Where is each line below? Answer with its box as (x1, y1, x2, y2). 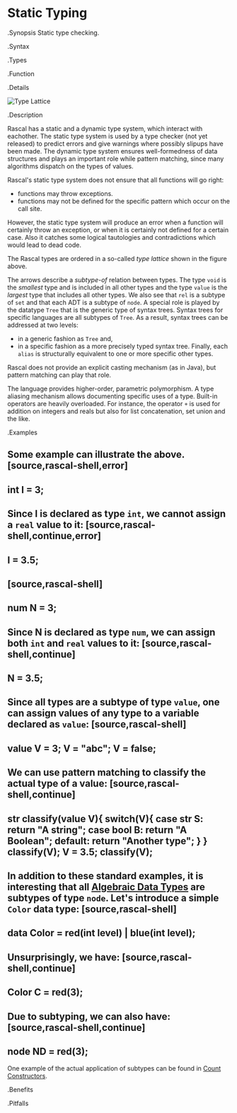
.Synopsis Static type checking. (7, 28, 100, 37)
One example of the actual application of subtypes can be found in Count (7, 1064, 221, 1073)
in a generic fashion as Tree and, (17, 334, 113, 342)
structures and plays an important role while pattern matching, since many (7, 154, 224, 163)
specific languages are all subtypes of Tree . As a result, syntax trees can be (7, 313, 229, 321)
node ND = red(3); (7, 1045, 88, 1057)
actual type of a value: (7, 778, 108, 790)
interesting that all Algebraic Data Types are (7, 881, 205, 893)
